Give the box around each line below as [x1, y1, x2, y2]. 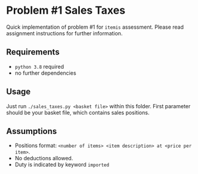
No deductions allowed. [14, 155, 73, 162]
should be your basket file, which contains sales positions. [6, 109, 150, 116]
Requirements [6, 47, 60, 57]
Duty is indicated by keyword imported [14, 161, 109, 168]
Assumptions [6, 126, 57, 136]
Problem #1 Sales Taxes [6, 4, 126, 17]
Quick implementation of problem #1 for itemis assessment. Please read [6, 23, 184, 30]
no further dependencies [14, 69, 76, 77]
